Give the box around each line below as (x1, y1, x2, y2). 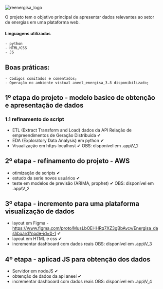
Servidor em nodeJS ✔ (12, 268, 58, 274)
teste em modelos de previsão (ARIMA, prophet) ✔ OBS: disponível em (12, 180, 154, 186)
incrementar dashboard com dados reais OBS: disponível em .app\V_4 (12, 279, 152, 285)
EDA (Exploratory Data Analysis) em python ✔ (12, 137, 104, 143)
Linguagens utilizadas (5, 30, 51, 36)
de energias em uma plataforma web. (5, 20, 80, 25)
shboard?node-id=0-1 (12, 230, 56, 237)
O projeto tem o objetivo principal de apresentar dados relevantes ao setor (5, 14, 155, 20)
